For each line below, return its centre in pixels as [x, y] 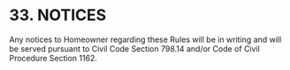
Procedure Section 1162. [53, 58]
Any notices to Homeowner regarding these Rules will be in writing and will [145, 39]
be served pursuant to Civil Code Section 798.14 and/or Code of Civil [135, 48]
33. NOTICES [58, 15]
